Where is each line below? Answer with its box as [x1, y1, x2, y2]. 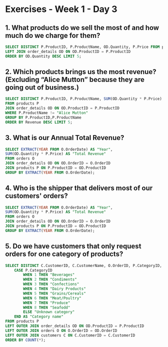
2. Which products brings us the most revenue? [5, 67, 156, 76]
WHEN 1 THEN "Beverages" [23, 272, 75, 277]
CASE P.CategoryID [14, 267, 52, 273]
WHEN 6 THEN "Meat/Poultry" [23, 295, 81, 300]
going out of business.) [5, 83, 79, 92]
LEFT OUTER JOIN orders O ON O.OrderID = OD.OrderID [5, 328, 117, 333]
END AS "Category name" [14, 314, 64, 319]
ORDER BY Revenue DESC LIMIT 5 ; [5, 119, 72, 124]
